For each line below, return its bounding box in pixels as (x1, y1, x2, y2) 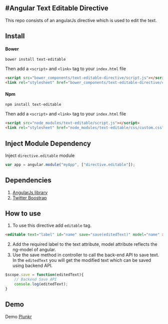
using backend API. (12, 263, 52, 269)
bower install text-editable (5, 57, 66, 62)
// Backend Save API (14, 277, 57, 282)
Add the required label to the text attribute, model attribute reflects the (12, 241, 157, 247)
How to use (5, 209, 41, 218)
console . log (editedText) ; (14, 282, 68, 287)
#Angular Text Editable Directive (5, 4, 108, 13)
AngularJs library (12, 189, 48, 195)
